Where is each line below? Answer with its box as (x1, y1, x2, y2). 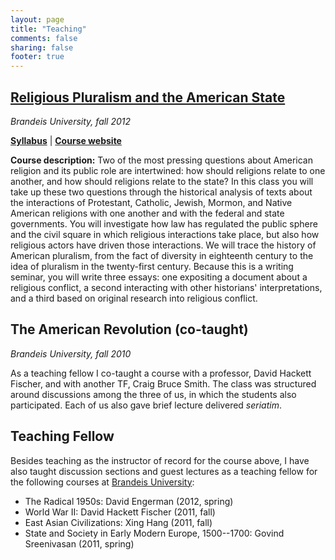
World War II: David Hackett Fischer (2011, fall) (24, 506, 216, 518)
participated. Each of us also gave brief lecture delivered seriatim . (10, 399, 282, 411)
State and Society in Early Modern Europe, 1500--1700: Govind (24, 527, 285, 539)
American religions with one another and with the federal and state (10, 207, 285, 219)
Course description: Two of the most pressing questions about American (10, 154, 313, 166)
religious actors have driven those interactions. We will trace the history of (10, 239, 317, 251)
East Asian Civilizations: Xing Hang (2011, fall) (24, 516, 213, 528)
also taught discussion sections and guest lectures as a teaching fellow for (10, 465, 318, 477)
